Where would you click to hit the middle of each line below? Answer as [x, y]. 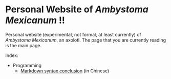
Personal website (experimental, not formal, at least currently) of [73, 34]
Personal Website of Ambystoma [77, 9]
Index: [12, 55]
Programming [27, 65]
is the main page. [24, 45]
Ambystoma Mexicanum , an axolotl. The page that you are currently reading [86, 40]
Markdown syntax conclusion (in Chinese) [65, 71]
